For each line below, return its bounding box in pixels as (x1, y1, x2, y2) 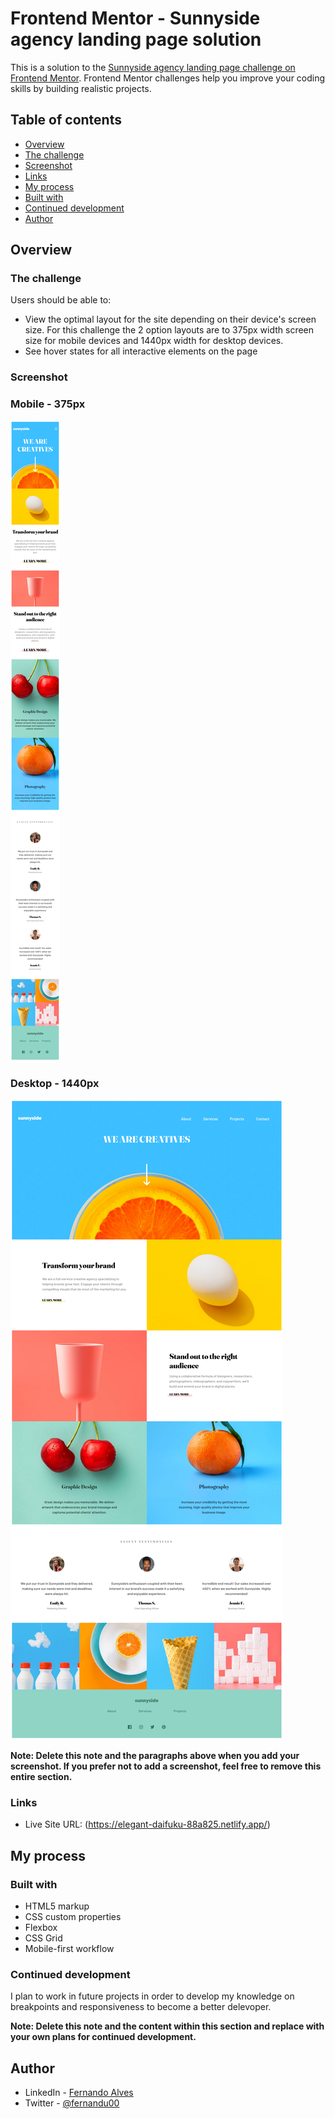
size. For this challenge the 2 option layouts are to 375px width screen (24, 324, 315, 336)
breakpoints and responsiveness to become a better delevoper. (10, 2001, 272, 2013)
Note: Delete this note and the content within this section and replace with (10, 2020, 325, 2032)
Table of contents (10, 112, 122, 129)
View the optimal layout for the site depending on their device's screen (24, 313, 317, 326)
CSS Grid (24, 1932, 63, 1944)
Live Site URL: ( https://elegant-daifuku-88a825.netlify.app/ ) (24, 1818, 271, 1831)
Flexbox (24, 1921, 58, 1933)
